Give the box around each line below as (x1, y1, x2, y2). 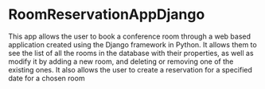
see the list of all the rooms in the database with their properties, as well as (8, 48, 254, 57)
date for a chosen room (8, 73, 85, 83)
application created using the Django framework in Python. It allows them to (8, 39, 257, 49)
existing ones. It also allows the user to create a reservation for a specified (8, 65, 253, 74)
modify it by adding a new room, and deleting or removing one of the (8, 57, 234, 66)
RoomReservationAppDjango (8, 6, 205, 24)
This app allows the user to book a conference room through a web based (8, 32, 251, 41)
